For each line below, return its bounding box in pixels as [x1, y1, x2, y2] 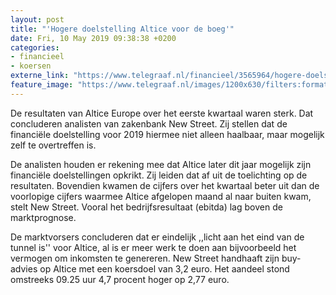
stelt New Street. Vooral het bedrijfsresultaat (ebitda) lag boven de [10, 201, 283, 213]
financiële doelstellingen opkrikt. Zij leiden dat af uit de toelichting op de [10, 169, 308, 181]
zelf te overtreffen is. [10, 139, 97, 151]
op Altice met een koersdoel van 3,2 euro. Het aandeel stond [39, 262, 290, 275]
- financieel [10, 52, 65, 62]
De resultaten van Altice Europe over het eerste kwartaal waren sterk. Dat [10, 107, 314, 119]
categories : [10, 42, 60, 53]
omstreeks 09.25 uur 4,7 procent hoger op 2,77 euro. [10, 273, 230, 285]
